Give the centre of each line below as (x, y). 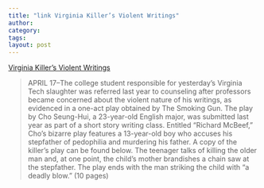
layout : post (30, 45)
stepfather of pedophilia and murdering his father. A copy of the (132, 142)
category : (25, 30)
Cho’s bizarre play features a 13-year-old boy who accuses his (130, 134)
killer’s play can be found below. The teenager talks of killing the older (142, 151)
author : (21, 23)
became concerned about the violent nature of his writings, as (130, 100)
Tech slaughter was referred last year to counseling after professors (139, 91)
